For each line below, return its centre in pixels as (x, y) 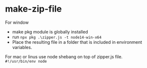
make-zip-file (34, 9)
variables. (22, 47)
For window (17, 22)
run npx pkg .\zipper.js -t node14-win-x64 (57, 37)
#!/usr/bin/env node (26, 61)
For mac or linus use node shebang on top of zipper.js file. (64, 56)
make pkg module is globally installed (50, 32)
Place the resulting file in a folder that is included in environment (77, 42)
